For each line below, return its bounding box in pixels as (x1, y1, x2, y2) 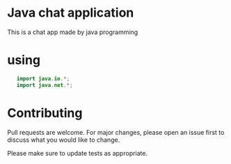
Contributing (7, 105, 83, 121)
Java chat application (7, 5, 134, 21)
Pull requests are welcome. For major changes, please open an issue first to (7, 128, 225, 136)
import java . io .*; (16, 75, 70, 82)
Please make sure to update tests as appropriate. (7, 149, 148, 157)
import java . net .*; (16, 81, 73, 88)
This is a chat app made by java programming (7, 28, 138, 36)
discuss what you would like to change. (7, 136, 120, 144)
